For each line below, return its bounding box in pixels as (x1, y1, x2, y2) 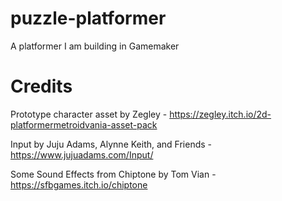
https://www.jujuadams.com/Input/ (10, 148, 154, 161)
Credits (10, 75, 73, 98)
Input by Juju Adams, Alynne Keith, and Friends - (10, 138, 213, 150)
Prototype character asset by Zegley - (10, 108, 168, 120)
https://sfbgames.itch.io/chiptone (10, 178, 148, 191)
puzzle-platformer (10, 7, 167, 30)
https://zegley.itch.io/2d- (169, 108, 272, 120)
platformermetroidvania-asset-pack (10, 118, 158, 131)
